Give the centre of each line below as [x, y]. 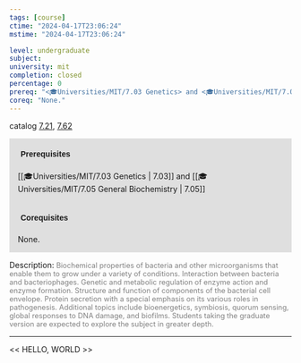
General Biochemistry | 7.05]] [152, 189]
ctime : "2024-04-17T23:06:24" [66, 26]
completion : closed [46, 76]
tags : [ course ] [38, 17]
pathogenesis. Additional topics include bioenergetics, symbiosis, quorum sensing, [149, 307]
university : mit [39, 67]
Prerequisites [46, 154]
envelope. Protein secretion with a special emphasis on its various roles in [134, 299]
